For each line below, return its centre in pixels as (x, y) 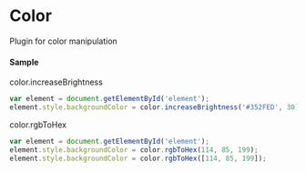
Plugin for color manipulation (64, 41)
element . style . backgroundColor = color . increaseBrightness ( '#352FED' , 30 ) (154, 107)
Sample (24, 62)
